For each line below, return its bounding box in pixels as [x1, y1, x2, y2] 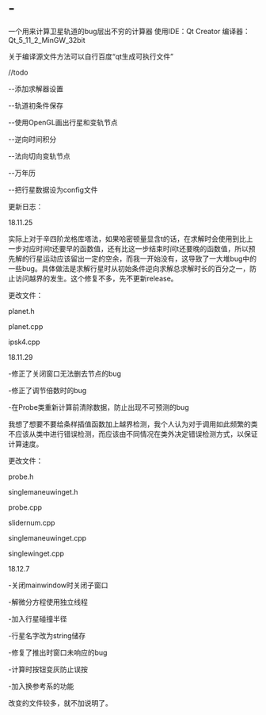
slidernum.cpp [8, 518, 55, 527]
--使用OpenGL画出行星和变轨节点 [8, 117, 118, 127]
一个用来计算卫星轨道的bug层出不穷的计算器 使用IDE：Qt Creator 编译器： [8, 26, 251, 36]
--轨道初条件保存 [8, 101, 63, 110]
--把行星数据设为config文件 [8, 185, 98, 194]
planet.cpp [8, 321, 44, 331]
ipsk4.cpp [8, 337, 41, 346]
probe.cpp [8, 503, 42, 512]
